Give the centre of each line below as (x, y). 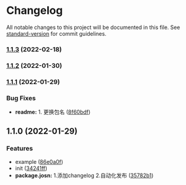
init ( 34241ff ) (31, 168)
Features (20, 149)
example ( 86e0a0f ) (39, 161)
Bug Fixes (21, 98)
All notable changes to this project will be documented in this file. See (93, 27)
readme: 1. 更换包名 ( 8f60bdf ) (53, 112)
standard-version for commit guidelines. (56, 33)
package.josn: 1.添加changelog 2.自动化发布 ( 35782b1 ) (84, 175)
